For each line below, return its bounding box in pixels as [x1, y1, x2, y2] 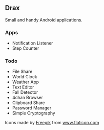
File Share [12, 68, 33, 75]
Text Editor [12, 84, 34, 90]
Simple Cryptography [12, 110, 55, 116]
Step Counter [12, 45, 39, 51]
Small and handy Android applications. [5, 17, 83, 22]
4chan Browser [12, 95, 43, 101]
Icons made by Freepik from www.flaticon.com [5, 120, 99, 126]
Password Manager [12, 105, 52, 111]
